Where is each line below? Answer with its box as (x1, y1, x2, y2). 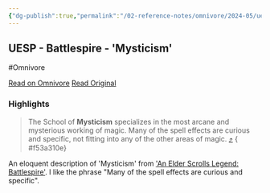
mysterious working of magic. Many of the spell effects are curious (27, 125, 251, 135)
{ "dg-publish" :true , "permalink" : (8, 11, 121, 20)
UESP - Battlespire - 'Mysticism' (8, 42, 173, 55)
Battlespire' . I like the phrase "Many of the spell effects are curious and (8, 166, 243, 177)
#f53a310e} (27, 142, 67, 153)
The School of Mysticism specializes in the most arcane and (27, 117, 230, 126)
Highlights (8, 98, 50, 109)
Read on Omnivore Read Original (8, 78, 117, 88)
